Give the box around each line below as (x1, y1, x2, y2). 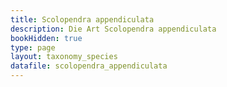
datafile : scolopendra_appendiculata (10, 61, 168, 71)
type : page (10, 42, 56, 53)
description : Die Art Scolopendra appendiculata (10, 24, 217, 34)
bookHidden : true (10, 33, 83, 43)
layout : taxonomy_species (10, 52, 118, 62)
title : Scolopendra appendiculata (10, 14, 155, 25)
